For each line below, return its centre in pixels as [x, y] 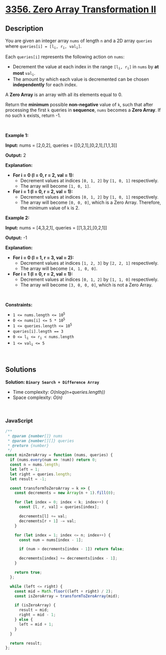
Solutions [21, 370]
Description [24, 28]
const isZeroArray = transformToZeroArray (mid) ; [67, 596]
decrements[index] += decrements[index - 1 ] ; [68, 558]
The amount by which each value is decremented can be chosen [81, 79]
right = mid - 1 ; [37, 615]
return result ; [26, 643]
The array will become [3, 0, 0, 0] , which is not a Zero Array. [86, 285]
